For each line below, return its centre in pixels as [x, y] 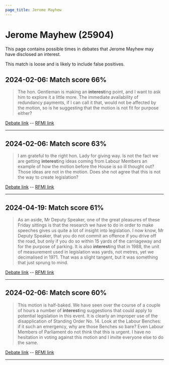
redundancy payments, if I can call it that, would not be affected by [87, 103]
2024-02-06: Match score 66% [56, 79]
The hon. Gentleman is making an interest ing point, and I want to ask [89, 92]
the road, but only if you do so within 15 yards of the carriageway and [89, 241]
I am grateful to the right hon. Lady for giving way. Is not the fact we [88, 156]
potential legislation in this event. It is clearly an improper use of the [88, 316]
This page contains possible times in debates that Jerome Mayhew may [80, 49]
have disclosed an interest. [33, 54]
